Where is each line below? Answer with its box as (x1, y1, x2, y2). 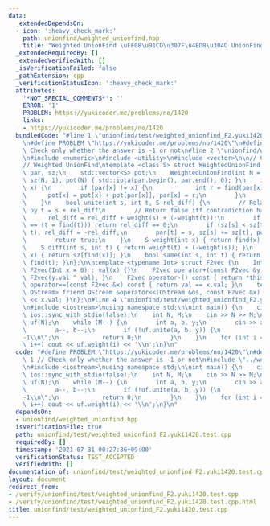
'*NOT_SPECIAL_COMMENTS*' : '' (22, 94, 125, 102)
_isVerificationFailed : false (15, 64, 117, 72)
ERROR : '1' (22, 101, 59, 109)
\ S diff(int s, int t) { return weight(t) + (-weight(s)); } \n (22, 244, 253, 252)
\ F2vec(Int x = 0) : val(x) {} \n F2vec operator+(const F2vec (22, 266, 250, 274)
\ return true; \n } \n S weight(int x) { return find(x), (22, 236, 264, 245)
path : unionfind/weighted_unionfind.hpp (22, 34, 160, 43)
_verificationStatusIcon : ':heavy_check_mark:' (15, 79, 178, 87)
